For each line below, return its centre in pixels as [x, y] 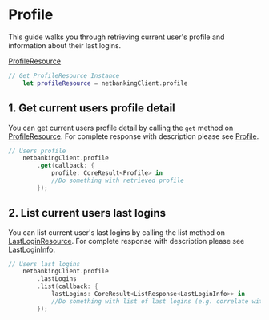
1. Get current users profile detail [92, 109]
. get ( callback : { [66, 166]
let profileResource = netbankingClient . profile [105, 83]
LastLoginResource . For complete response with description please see [126, 241]
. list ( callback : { [68, 286]
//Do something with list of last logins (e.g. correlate [150, 301]
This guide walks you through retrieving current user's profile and [116, 37]
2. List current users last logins [87, 213]
